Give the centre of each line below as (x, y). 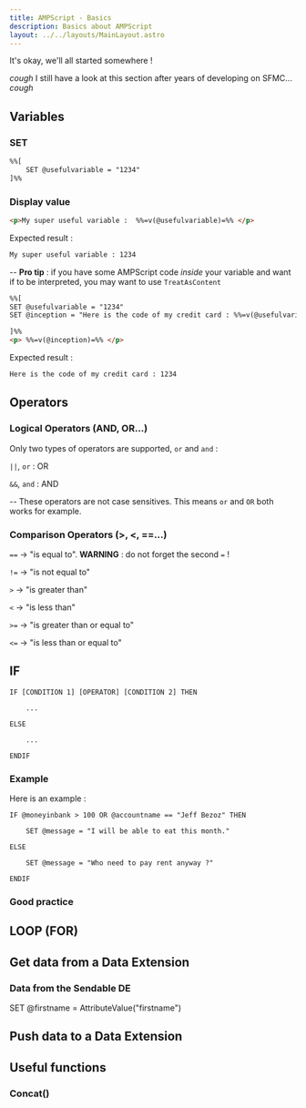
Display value (40, 201)
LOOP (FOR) (44, 931)
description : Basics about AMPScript (81, 26)
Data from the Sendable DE (70, 988)
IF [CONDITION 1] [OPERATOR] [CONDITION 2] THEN (103, 692)
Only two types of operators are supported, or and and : (114, 448)
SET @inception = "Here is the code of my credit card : (120, 315)
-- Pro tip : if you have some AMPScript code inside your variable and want (150, 272)
